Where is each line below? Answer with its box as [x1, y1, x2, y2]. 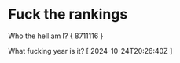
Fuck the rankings [8, 5, 128, 23]
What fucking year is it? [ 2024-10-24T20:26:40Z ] [8, 46, 173, 55]
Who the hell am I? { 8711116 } [8, 31, 104, 40]
